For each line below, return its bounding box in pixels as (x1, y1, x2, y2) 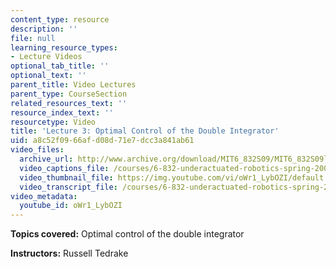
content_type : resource (10, 14, 110, 25)
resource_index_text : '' (10, 107, 114, 118)
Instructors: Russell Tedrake (10, 247, 129, 260)
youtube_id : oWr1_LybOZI (19, 201, 123, 211)
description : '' (10, 24, 78, 34)
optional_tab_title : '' (10, 61, 110, 71)
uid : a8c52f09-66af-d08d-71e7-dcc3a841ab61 (10, 136, 195, 146)
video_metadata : (10, 191, 78, 201)
